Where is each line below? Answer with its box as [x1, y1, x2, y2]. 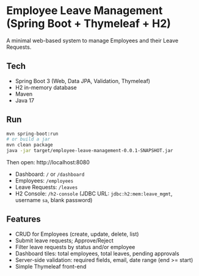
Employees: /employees [15, 177, 74, 184]
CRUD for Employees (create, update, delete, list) [15, 230, 139, 238]
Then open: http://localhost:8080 [6, 159, 90, 166]
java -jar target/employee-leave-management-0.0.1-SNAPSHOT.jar [6, 148, 173, 154]
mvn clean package [6, 142, 53, 148]
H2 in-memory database [15, 84, 78, 91]
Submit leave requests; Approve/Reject [15, 236, 114, 244]
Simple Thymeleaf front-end [15, 263, 87, 270]
